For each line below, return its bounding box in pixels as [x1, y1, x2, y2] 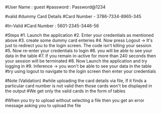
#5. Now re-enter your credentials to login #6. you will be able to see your [5, 48, 153, 53]
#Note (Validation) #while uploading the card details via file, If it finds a [5, 78, 147, 83]
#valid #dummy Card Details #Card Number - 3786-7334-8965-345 [5, 14, 142, 19]
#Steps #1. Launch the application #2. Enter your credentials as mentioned [5, 32, 154, 38]
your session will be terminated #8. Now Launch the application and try [5, 58, 147, 64]
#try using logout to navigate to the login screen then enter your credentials [5, 68, 156, 74]
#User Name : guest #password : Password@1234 [5, 4, 106, 10]
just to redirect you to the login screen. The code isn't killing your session [5, 43, 152, 48]
